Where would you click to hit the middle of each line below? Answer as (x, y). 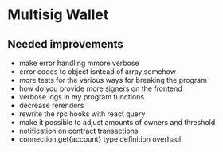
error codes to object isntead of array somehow (98, 72)
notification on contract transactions (78, 131)
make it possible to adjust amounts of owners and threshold (117, 122)
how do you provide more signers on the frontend (100, 88)
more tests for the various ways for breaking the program (113, 80)
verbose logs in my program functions (82, 97)
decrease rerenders (51, 105)
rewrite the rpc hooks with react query (82, 114)
